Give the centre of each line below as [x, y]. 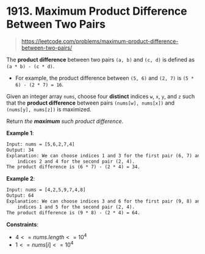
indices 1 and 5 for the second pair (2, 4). [76, 207]
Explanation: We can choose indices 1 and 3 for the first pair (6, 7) [99, 155]
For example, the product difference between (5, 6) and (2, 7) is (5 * [104, 78]
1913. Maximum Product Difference [97, 11]
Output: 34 [20, 150]
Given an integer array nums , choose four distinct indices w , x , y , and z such [101, 96]
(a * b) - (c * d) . [31, 66]
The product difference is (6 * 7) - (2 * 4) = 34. [73, 167]
